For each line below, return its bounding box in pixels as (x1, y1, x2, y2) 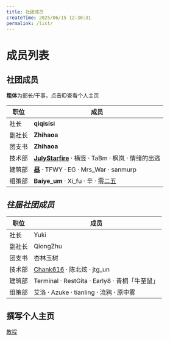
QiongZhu (34, 242, 62, 251)
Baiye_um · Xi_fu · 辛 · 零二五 (34, 177, 117, 185)
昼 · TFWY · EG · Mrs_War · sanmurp (34, 165, 137, 174)
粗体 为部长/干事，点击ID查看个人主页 (6, 92, 99, 99)
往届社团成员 (6, 199, 55, 210)
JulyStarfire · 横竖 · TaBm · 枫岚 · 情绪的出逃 (34, 154, 160, 162)
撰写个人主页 (6, 310, 55, 321)
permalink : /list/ (6, 20, 53, 26)
